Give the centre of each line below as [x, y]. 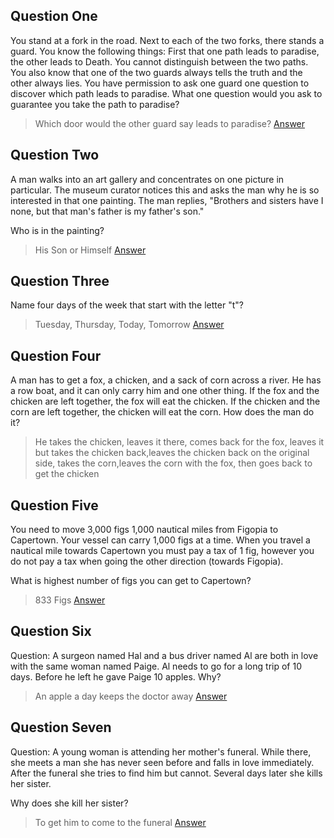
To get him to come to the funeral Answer [120, 822]
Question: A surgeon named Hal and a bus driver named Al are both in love [164, 655]
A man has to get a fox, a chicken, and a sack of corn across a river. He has [166, 380]
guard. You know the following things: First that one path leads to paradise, [165, 51]
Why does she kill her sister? [69, 803]
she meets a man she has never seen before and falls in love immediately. [162, 762]
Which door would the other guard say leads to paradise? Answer [170, 123]
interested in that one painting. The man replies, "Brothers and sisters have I [167, 200]
